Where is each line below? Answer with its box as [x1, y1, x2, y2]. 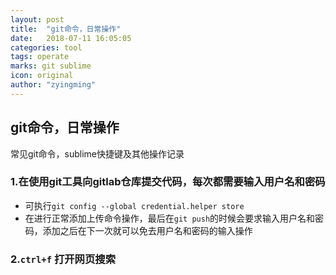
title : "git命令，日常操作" [10, 24, 122, 34]
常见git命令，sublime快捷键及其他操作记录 [10, 147, 185, 160]
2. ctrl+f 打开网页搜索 [10, 252, 117, 266]
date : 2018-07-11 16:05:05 [10, 33, 132, 43]
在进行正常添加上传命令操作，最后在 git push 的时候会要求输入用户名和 [24, 212, 316, 224]
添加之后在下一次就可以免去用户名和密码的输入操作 [42, 224, 253, 236]
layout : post [10, 14, 65, 25]
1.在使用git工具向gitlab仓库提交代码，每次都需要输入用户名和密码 [10, 175, 326, 189]
